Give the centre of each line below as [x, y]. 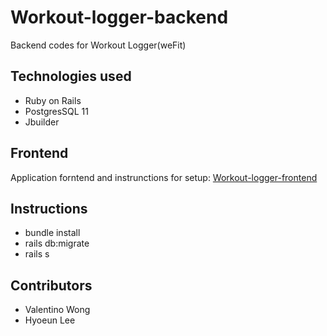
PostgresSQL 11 [56, 111]
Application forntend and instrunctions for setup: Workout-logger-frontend [164, 177]
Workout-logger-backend [119, 17]
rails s [37, 254]
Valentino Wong [57, 310]
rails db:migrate [57, 243]
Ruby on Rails [53, 100]
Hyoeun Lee [50, 320]
